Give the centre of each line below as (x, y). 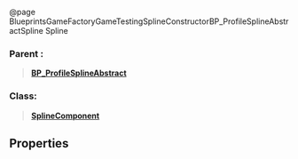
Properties (39, 143)
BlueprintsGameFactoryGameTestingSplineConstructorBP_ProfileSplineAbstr (149, 21)
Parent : (27, 53)
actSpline (27, 31)
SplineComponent (65, 115)
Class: (23, 96)
